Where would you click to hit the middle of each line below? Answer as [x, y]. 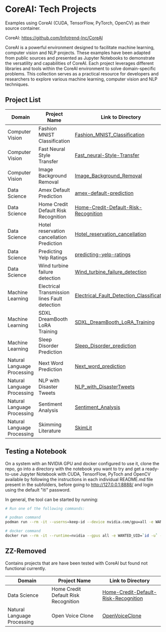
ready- [152, 469]
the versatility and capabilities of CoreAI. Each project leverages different [80, 63]
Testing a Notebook [36, 452]
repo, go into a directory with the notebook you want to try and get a [75, 469]
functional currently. [26, 568]
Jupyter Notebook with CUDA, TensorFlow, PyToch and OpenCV [85, 474]
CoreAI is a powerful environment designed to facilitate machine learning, [80, 47]
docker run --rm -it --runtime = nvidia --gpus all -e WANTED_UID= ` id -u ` [82, 536]
